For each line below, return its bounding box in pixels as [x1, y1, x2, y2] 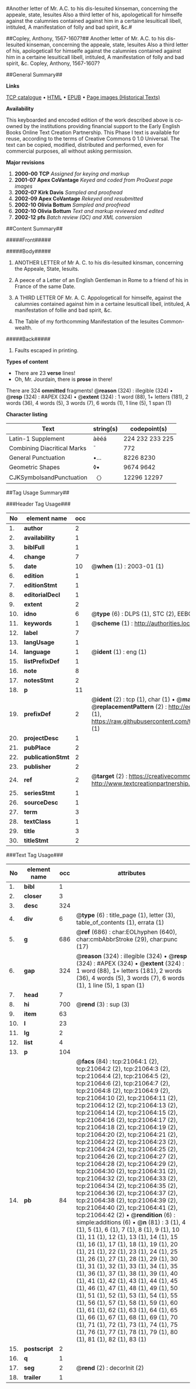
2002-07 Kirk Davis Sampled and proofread [14, 189, 123, 195]
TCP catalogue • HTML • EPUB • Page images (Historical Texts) [6, 94, 160, 101]
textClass [24, 817, 51, 826]
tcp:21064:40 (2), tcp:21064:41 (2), [76, 1204, 178, 1212]
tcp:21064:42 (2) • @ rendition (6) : [76, 1211, 176, 1219]
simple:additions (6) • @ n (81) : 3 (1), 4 [76, 1218, 186, 1226]
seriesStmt [24, 789, 55, 797]
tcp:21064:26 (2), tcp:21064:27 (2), [76, 1153, 178, 1160]
